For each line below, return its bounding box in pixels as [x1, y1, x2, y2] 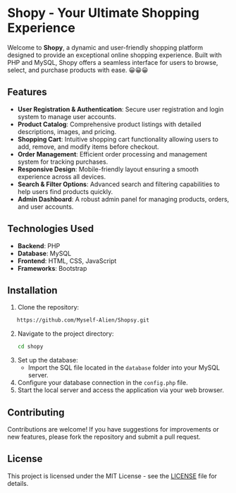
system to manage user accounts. [17, 112, 116, 121]
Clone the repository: [17, 303, 80, 312]
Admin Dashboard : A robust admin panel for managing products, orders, [17, 195, 230, 203]
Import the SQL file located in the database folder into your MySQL [27, 363, 221, 372]
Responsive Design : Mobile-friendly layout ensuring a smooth [17, 164, 199, 174]
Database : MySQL [17, 249, 72, 257]
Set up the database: [17, 356, 79, 365]
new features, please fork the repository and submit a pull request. [7, 432, 201, 441]
